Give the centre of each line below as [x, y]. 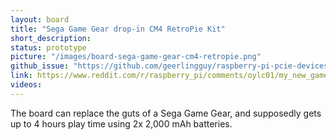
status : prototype [48, 47]
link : [21, 76]
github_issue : [40, 66]
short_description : [51, 38]
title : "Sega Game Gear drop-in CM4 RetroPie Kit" [118, 29]
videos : [26, 85]
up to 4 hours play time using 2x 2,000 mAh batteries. [121, 123]
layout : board [40, 19]
